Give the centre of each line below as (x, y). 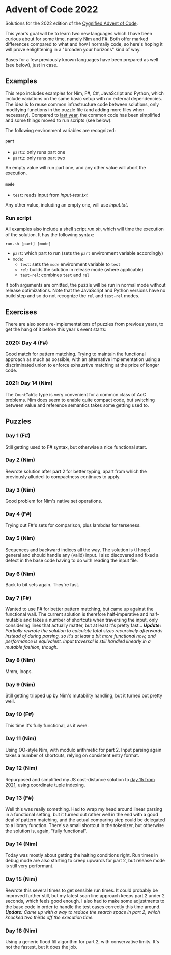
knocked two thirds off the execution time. (50, 917)
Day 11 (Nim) (21, 739)
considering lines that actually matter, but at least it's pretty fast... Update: (83, 625)
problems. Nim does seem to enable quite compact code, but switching (80, 400)
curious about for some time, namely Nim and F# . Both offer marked (77, 39)
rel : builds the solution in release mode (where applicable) (82, 270)
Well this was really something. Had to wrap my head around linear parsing (84, 809)
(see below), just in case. (32, 65)
